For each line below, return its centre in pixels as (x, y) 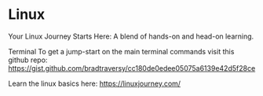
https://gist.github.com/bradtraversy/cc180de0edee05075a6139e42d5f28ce (132, 68)
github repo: (28, 60)
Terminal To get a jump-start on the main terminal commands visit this (121, 51)
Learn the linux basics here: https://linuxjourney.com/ (95, 83)
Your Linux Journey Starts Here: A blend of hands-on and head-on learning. (131, 36)
